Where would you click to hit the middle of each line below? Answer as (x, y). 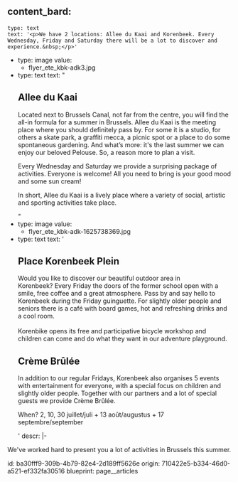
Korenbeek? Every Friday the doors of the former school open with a (118, 286)
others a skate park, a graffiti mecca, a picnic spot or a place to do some (124, 137)
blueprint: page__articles (102, 471)
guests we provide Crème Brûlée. (66, 401)
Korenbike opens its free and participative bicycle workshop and (112, 331)
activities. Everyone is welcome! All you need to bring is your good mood (124, 173)
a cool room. (36, 316)
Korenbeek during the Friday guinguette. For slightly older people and (119, 301)
